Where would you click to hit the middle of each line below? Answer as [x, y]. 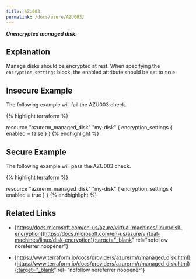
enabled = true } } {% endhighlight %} [52, 195]
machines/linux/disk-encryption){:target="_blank [73, 240]
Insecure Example [39, 90]
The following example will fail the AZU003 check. [66, 105]
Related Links [31, 213]
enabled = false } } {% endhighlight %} [52, 134]
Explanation [28, 52]
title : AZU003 [23, 11]
